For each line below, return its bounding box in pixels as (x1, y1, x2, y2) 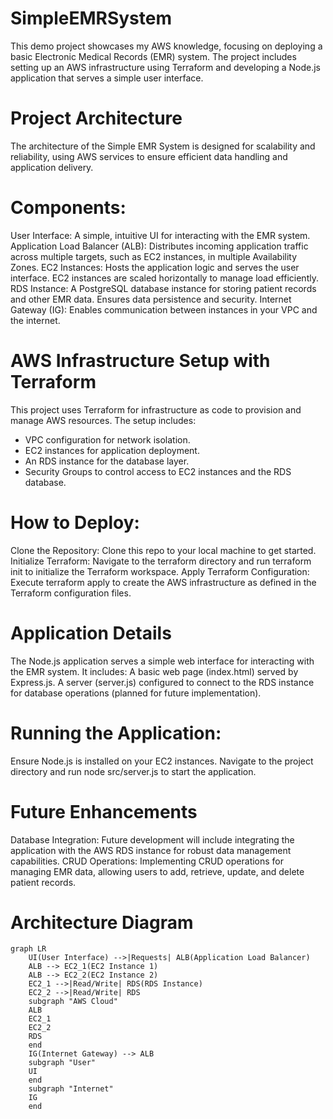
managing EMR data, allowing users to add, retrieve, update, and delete (10, 865, 305, 877)
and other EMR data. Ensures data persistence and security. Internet (10, 293, 292, 305)
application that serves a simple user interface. (10, 72, 204, 84)
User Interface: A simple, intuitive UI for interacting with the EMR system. (10, 229, 311, 241)
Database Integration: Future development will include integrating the (10, 833, 295, 846)
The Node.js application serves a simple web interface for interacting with (10, 655, 315, 667)
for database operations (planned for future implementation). (10, 687, 262, 699)
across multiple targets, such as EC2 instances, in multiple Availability (10, 250, 298, 262)
